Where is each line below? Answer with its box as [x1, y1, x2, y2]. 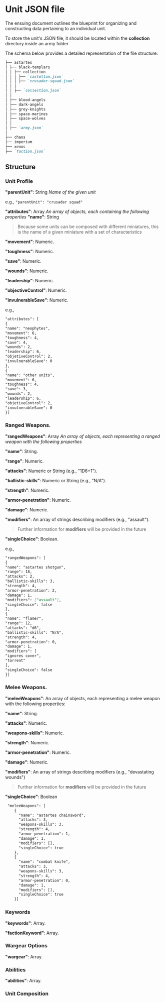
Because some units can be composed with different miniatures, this [17, 224, 159, 230]
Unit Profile [5, 177, 33, 184]
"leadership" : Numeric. [5, 278, 54, 284]
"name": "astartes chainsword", [18, 813, 86, 818]
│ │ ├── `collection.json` [5, 88, 61, 93]
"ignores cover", [5, 653, 41, 658]
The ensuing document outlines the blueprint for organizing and [5, 20, 137, 26]
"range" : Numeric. [5, 458, 44, 464]
